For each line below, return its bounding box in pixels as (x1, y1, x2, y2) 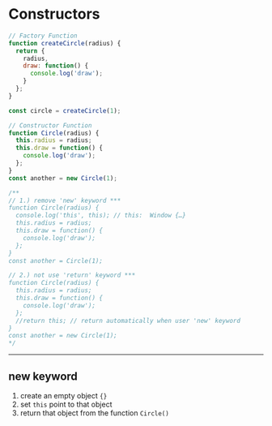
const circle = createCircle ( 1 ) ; (8, 106, 121, 114)
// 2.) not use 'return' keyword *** (8, 271, 136, 280)
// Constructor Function (8, 121, 92, 130)
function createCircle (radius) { (8, 39, 121, 47)
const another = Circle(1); (8, 256, 104, 265)
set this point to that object (19, 399, 113, 409)
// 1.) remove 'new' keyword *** (8, 196, 121, 204)
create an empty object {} (19, 391, 108, 400)
